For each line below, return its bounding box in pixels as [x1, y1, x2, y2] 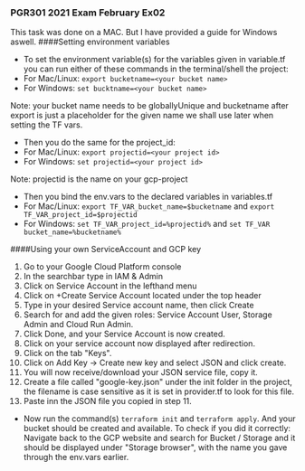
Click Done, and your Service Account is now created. [23, 328, 225, 340]
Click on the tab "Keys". [23, 348, 112, 359]
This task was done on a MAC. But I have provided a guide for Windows [10, 27, 278, 38]
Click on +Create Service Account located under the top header [23, 290, 262, 301]
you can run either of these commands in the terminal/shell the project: [23, 63, 289, 74]
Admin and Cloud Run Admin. [23, 319, 134, 330]
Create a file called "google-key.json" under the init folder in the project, [23, 377, 293, 388]
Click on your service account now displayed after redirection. [23, 338, 256, 349]
